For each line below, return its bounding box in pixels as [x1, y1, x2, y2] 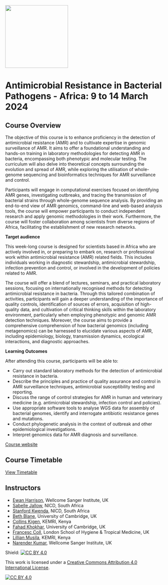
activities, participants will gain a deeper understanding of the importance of [5, 296, 163, 302]
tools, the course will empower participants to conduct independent [5, 208, 145, 214]
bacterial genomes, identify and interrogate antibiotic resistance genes [12, 410, 159, 416]
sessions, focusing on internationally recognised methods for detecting [5, 285, 152, 291]
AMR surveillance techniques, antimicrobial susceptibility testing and [12, 384, 155, 389]
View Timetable [5, 469, 38, 475]
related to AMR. [5, 270, 38, 276]
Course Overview [5, 121, 61, 129]
